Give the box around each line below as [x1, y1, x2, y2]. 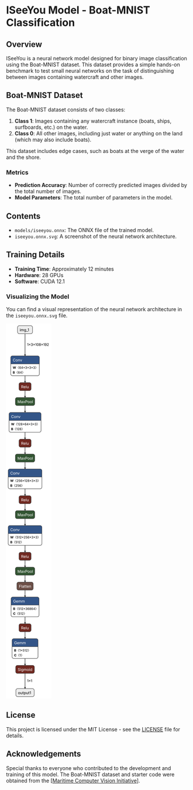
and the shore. [6, 154, 41, 161]
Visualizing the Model [6, 292, 70, 301]
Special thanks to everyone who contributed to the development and [6, 764, 171, 771]
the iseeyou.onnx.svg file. [6, 312, 68, 319]
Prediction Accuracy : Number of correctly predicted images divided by [14, 182, 187, 189]
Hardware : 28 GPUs [14, 271, 64, 278]
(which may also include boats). [14, 136, 92, 143]
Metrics [6, 168, 29, 176]
